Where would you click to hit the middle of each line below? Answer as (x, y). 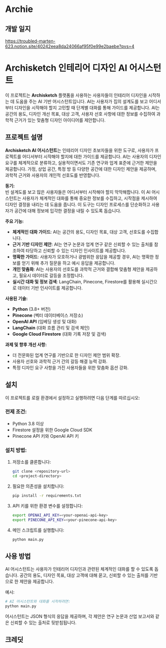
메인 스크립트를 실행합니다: (38, 530)
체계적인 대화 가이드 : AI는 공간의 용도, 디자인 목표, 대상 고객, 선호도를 (79, 232)
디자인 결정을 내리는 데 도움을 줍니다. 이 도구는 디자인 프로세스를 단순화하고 (78, 204)
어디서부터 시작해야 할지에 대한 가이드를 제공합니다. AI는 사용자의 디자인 (92, 156)
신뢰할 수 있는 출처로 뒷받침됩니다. (43, 622)
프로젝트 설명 (24, 137)
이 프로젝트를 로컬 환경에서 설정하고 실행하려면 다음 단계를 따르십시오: (73, 397)
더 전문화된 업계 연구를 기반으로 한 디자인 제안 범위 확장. (66, 355)
